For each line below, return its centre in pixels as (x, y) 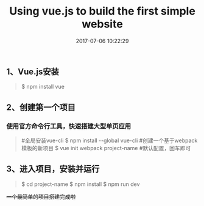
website (102, 24)
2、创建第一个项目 (41, 107)
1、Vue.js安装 (33, 71)
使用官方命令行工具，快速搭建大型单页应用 (69, 126)
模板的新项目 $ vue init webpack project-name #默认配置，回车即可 (106, 148)
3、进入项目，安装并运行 (53, 169)
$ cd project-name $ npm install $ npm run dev (80, 184)
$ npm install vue (43, 87)
